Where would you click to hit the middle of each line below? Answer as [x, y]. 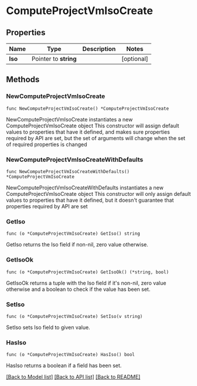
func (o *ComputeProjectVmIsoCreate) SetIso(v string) [74, 316]
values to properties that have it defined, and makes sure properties [88, 132]
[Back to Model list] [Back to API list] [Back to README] [73, 377]
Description [99, 49]
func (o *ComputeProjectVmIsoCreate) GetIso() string [73, 234]
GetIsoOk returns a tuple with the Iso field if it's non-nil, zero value [86, 283]
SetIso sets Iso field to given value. [48, 327]
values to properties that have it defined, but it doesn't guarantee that [90, 200]
